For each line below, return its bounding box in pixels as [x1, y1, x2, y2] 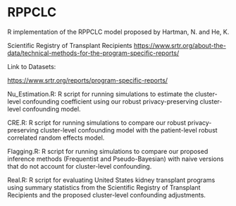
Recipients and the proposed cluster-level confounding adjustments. [7, 190, 206, 199]
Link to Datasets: [7, 62, 56, 71]
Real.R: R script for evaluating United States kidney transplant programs [7, 176, 216, 184]
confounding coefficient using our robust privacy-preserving [22, 97, 199, 106]
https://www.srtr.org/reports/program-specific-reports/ [7, 75, 168, 85]
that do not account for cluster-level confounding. [7, 162, 152, 170]
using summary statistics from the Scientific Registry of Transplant [7, 183, 201, 191]
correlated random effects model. [7, 133, 105, 142]
